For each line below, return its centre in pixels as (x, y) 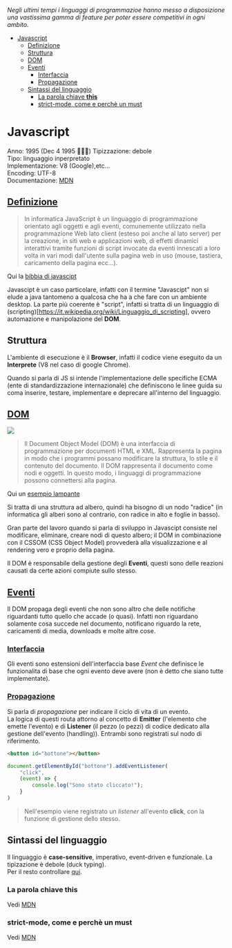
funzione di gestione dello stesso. (72, 818)
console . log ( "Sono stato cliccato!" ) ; (88, 785)
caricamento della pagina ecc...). (71, 262)
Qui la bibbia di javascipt (42, 276)
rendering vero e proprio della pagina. (61, 550)
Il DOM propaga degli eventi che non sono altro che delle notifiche (101, 609)
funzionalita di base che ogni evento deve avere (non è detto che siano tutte (115, 671)
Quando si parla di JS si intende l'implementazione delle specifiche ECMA (112, 378)
